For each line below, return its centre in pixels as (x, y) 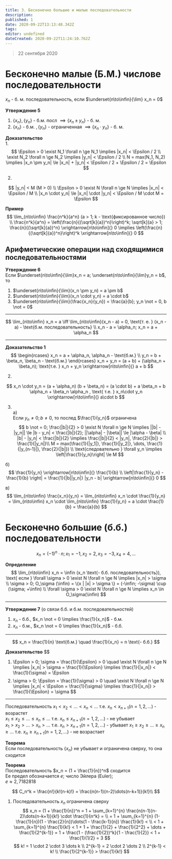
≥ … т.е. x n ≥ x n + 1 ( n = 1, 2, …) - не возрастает (55, 732)
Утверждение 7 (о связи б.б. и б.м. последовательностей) (70, 609)
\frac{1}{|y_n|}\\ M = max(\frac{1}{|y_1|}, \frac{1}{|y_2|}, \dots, (81, 443)
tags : (11, 29)
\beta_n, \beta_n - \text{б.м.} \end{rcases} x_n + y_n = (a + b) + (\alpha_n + (86, 361)
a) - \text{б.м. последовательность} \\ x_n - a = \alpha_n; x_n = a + (86, 327)
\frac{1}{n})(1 (29, 822)
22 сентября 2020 (38, 53)
